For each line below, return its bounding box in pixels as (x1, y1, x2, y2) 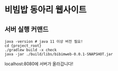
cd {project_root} (4, 43, 42, 48)
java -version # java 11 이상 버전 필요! (4, 39, 83, 44)
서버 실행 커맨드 (4, 25, 49, 33)
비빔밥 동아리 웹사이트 (4, 4, 87, 15)
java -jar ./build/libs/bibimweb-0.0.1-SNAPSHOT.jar (4, 52, 113, 57)
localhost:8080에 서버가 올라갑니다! (4, 61, 74, 67)
